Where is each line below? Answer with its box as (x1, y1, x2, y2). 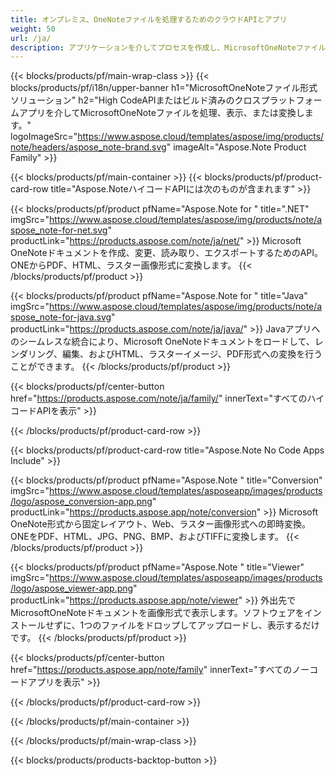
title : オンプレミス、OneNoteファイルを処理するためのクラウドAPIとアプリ (10, 14, 288, 25)
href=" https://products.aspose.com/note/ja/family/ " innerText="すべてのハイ (10, 392, 325, 405)
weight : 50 (10, 24, 56, 34)
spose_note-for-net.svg (10, 224, 108, 236)
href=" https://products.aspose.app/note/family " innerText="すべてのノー (10, 664, 310, 676)
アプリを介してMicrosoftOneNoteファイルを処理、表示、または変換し (18, 107, 305, 119)
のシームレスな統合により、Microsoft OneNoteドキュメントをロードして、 (10, 336, 315, 348)
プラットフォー (260, 94, 323, 106)
